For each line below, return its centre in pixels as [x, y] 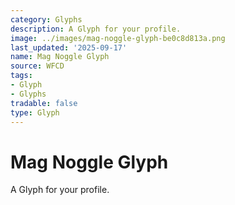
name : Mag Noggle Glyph [60, 57]
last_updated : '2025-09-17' [69, 47]
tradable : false [44, 103]
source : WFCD [37, 66]
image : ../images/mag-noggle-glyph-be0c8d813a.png [118, 38]
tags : [21, 76]
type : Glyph [35, 112]
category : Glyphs [46, 19]
